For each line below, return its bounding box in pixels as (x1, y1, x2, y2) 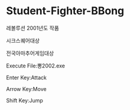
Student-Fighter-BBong (6, 4, 125, 18)
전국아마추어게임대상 (6, 49, 54, 57)
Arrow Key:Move (6, 85, 47, 92)
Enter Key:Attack (6, 74, 47, 81)
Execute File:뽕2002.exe (6, 62, 65, 69)
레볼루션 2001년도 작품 (6, 24, 59, 31)
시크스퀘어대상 (6, 37, 40, 44)
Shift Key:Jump (6, 96, 43, 104)
